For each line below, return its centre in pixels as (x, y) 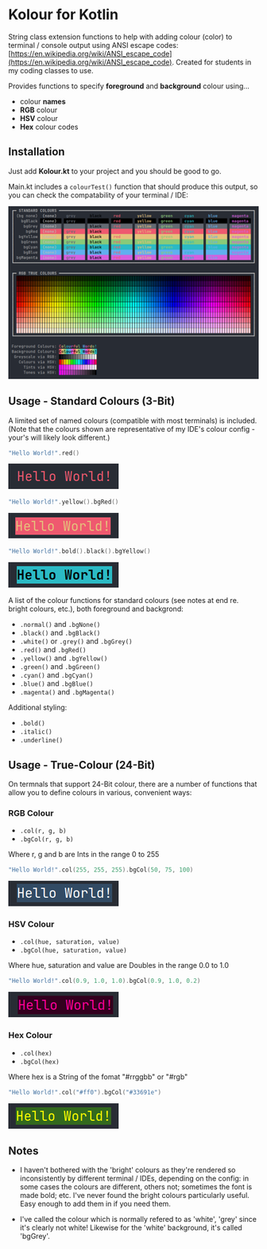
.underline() (41, 741)
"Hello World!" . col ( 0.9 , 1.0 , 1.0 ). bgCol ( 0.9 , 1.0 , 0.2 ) (104, 981)
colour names (43, 101)
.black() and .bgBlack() (60, 633)
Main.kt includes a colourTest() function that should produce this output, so (133, 186)
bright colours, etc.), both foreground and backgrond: (96, 609)
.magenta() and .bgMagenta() (67, 692)
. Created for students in (212, 62)
